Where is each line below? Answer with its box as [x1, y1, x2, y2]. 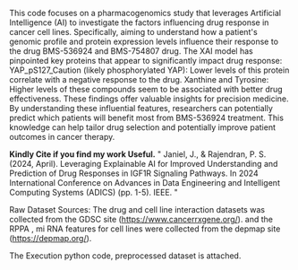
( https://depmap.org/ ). [9, 233, 92, 243]
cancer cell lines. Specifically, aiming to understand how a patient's [9, 27, 258, 37]
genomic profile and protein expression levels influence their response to [9, 36, 279, 47]
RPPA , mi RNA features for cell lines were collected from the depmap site [9, 223, 281, 234]
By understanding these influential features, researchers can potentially [9, 103, 273, 113]
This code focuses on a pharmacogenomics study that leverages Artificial [9, 8, 282, 18]
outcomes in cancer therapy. [9, 132, 115, 142]
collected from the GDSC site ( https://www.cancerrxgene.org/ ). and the [9, 214, 274, 224]
